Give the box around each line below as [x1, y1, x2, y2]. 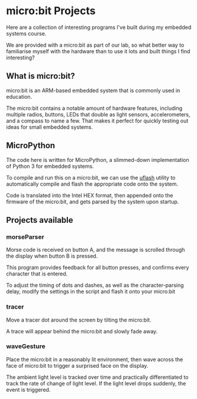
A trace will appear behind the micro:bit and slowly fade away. [6, 327, 158, 335]
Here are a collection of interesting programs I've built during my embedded [6, 24, 192, 31]
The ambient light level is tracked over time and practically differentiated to [6, 374, 189, 381]
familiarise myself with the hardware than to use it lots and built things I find [6, 47, 190, 54]
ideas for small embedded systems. [6, 123, 93, 131]
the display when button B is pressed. [6, 252, 98, 259]
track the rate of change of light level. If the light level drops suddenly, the [6, 379, 186, 387]
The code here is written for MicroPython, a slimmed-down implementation [6, 156, 189, 163]
